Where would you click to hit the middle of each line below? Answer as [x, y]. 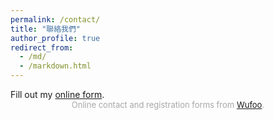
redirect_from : [42, 47]
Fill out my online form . [57, 94]
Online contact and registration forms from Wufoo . [168, 104]
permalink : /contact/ [55, 19]
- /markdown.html [55, 66]
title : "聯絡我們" [46, 29]
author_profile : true [55, 38]
